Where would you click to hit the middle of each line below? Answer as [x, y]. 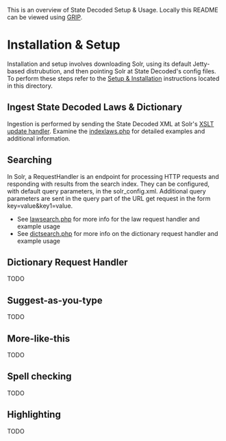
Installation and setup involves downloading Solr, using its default [99, 64]
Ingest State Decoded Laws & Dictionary [95, 107]
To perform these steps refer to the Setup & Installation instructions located [113, 78]
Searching [30, 160]
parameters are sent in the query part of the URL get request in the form [109, 198]
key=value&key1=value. [40, 206]
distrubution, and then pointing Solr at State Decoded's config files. [122, 71]
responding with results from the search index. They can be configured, [109, 184]
